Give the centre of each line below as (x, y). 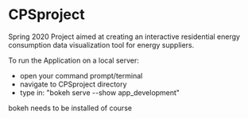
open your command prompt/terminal (81, 75)
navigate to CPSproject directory (73, 84)
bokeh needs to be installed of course (70, 108)
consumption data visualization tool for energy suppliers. (101, 44)
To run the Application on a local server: (74, 60)
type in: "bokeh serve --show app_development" (100, 92)
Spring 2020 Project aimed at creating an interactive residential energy (124, 36)
